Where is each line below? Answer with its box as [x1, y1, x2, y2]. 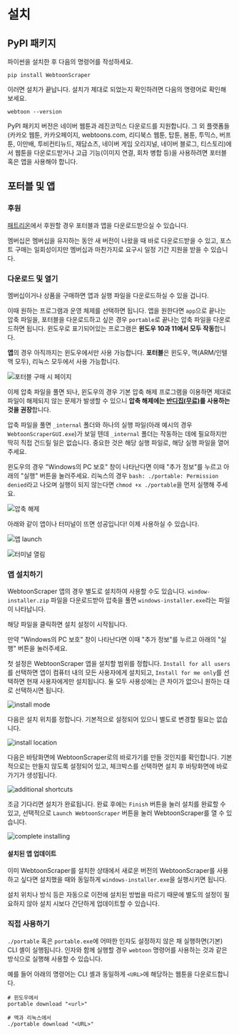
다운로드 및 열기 [7, 273, 59, 283]
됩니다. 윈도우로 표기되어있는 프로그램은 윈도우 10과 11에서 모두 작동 [26, 324, 215, 333]
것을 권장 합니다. [7, 405, 51, 414]
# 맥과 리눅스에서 [7, 1014, 52, 1021]
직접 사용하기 [7, 919, 50, 929]
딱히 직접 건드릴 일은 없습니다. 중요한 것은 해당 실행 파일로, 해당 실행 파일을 [7, 438, 216, 447]
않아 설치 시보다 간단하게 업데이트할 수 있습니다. [26, 899, 160, 908]
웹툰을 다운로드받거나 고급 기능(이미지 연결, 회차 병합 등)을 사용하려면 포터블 [14, 148, 227, 157]
